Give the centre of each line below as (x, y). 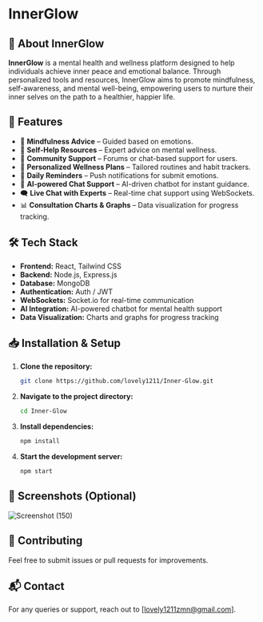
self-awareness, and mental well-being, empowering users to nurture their (131, 88)
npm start (36, 471)
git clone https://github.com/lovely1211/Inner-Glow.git (117, 382)
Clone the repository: (56, 366)
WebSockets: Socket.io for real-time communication (107, 300)
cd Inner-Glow (43, 411)
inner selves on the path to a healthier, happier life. (92, 97)
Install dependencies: (57, 426)
